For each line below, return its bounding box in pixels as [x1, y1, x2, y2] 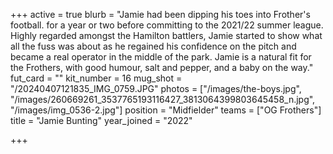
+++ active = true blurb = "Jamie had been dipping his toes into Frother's [10, 9, 311, 20]
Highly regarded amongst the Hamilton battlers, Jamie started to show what [10, 30, 323, 41]
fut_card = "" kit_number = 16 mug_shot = [10, 72, 183, 84]
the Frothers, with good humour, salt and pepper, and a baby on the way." [10, 62, 314, 73]
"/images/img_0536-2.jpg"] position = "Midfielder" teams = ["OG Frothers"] [10, 104, 322, 116]
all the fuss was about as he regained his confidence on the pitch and [10, 40, 297, 52]
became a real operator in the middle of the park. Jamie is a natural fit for [10, 51, 312, 63]
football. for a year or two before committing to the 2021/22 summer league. [10, 19, 324, 31]
